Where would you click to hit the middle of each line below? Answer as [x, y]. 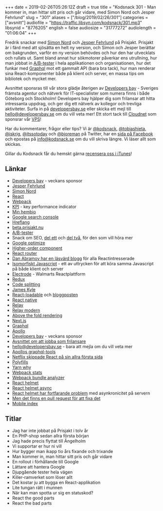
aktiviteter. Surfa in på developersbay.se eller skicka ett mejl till [68, 109]
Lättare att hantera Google [38, 467]
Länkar [16, 169]
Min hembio [24, 212]
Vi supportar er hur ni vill [37, 446]
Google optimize [28, 243]
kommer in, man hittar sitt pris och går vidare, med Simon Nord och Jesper [80, 12]
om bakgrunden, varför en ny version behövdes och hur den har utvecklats [80, 53]
